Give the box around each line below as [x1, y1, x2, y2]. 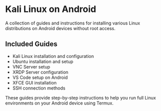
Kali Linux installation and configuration [12, 53, 94, 59]
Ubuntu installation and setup [12, 58, 74, 64]
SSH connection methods [12, 85, 66, 91]
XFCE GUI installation [12, 79, 57, 85]
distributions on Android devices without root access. [5, 25, 116, 31]
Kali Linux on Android [5, 3, 96, 15]
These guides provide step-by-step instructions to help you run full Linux [5, 94, 156, 100]
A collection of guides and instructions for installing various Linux [5, 20, 140, 26]
